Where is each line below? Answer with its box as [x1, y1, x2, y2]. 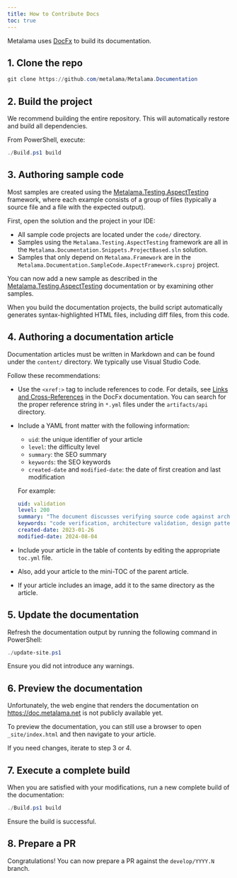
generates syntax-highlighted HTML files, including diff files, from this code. [7, 310, 230, 319]
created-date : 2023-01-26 [17, 526, 94, 533]
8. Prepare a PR [7, 838, 76, 850]
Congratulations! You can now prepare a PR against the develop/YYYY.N [7, 856, 215, 865]
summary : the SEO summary [28, 450, 108, 458]
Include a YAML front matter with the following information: [17, 421, 190, 430]
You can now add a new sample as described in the [7, 274, 158, 282]
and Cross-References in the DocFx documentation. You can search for [17, 392, 226, 401]
